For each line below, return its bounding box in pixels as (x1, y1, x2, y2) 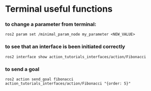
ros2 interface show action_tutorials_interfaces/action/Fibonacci (5, 54, 147, 59)
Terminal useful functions (5, 3, 113, 15)
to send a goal (5, 66, 39, 72)
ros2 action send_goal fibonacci (5, 77, 74, 82)
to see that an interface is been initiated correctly (5, 43, 125, 50)
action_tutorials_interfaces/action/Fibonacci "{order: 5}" (5, 81, 131, 86)
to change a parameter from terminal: (5, 21, 97, 28)
